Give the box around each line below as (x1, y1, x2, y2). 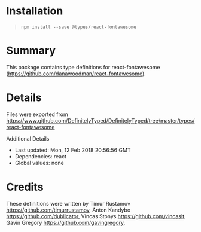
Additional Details (6, 135, 50, 142)
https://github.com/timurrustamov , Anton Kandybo (6, 206, 131, 213)
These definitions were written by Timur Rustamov (6, 200, 130, 207)
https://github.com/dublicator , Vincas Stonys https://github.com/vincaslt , (6, 212, 187, 219)
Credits (6, 181, 44, 194)
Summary (6, 44, 56, 57)
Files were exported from (6, 111, 68, 118)
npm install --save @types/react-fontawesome (20, 24, 136, 30)
